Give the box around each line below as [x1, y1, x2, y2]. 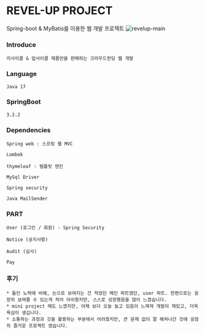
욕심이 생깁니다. [6, 309, 42, 316]
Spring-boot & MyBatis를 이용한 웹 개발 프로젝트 [6, 25, 125, 32]
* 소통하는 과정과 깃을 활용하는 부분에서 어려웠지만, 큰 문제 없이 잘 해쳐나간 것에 [6, 316, 188, 322]
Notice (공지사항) [6, 237, 48, 243]
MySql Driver [6, 174, 40, 181]
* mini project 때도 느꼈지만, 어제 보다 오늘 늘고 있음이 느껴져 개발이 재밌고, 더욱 [6, 303, 198, 309]
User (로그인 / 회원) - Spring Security [6, 225, 105, 231]
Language [6, 70, 37, 78]
